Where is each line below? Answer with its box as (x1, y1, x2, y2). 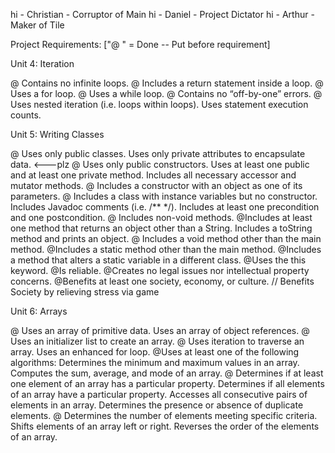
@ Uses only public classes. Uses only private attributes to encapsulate (10, 148, 306, 159)
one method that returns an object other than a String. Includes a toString (10, 222, 313, 234)
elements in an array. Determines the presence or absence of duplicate (10, 399, 304, 411)
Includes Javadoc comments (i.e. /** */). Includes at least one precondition (10, 201, 320, 213)
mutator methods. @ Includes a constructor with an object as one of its (10, 180, 303, 191)
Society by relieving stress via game (10, 286, 160, 298)
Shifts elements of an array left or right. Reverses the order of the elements (10, 420, 320, 432)
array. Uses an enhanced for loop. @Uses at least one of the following (10, 346, 300, 358)
